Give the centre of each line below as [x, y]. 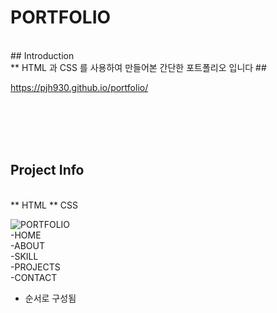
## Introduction [42, 55]
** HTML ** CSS [44, 205]
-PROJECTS [35, 267]
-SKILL [24, 256]
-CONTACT [34, 277]
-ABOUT [27, 245]
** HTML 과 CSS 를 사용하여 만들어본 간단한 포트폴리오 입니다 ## [138, 67]
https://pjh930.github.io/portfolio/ [79, 87]
